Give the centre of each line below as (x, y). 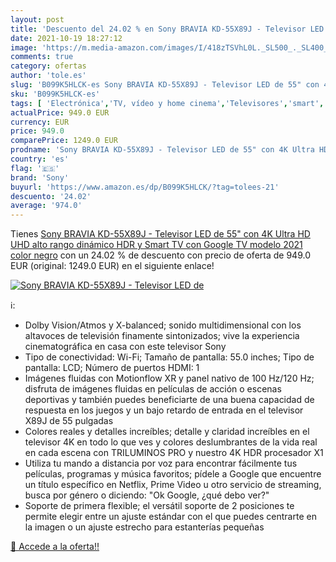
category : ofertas (48, 66)
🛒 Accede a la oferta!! (55, 547)
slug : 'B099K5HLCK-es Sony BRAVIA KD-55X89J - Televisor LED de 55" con (165, 85)
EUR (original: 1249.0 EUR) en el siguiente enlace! (112, 266)
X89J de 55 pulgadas (69, 421)
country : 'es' (40, 159)
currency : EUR (40, 122)
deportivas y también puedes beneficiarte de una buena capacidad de (169, 400)
